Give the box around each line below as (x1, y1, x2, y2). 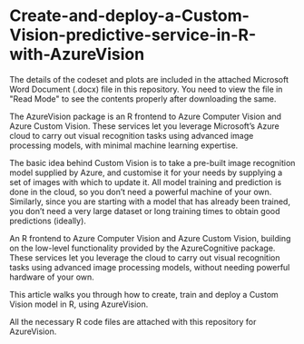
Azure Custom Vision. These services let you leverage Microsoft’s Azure (9, 120, 279, 132)
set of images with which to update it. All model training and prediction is (9, 176, 282, 187)
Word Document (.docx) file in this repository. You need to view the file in (9, 84, 283, 94)
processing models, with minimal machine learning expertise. (9, 140, 239, 151)
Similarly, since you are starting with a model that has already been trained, (9, 196, 290, 207)
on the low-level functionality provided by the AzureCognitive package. (9, 242, 276, 253)
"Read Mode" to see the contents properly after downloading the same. (9, 93, 277, 104)
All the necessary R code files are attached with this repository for (9, 316, 257, 327)
